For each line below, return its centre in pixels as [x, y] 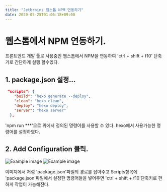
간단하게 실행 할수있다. [37, 62]
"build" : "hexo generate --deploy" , [53, 96]
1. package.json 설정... [40, 79]
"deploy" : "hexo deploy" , [41, 106]
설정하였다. [29, 132]
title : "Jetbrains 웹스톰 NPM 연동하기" [45, 10]
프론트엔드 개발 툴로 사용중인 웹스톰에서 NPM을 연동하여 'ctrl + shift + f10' [79, 56]
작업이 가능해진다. [32, 184]
